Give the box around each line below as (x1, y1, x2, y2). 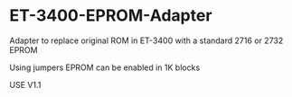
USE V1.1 (9, 79, 42, 90)
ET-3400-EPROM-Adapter (9, 5, 212, 26)
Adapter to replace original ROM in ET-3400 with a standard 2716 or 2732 (9, 35, 284, 46)
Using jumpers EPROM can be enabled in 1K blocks (9, 62, 201, 73)
